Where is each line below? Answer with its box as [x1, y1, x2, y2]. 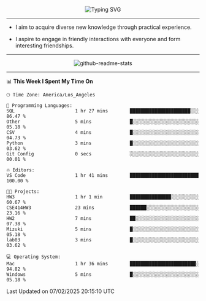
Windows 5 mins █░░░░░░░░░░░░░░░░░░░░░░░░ [6, 272, 199, 278]
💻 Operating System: [6, 254, 61, 260]
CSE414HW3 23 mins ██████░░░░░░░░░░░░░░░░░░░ [6, 205, 199, 211]
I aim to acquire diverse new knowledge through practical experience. [15, 23, 192, 31]
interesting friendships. [15, 42, 74, 49]
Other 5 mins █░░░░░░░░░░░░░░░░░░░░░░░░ [6, 119, 199, 125]
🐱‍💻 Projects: [6, 189, 40, 195]
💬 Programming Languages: [6, 103, 72, 109]
